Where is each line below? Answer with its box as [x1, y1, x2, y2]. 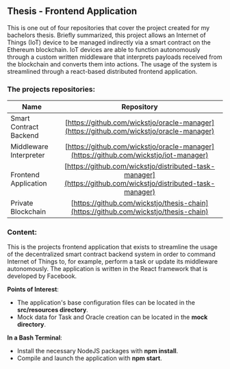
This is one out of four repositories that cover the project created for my [7, 23, 210, 31]
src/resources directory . [16, 306, 89, 314]
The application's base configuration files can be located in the [16, 298, 195, 307]
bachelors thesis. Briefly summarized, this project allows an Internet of [7, 31, 207, 39]
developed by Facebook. [7, 272, 77, 280]
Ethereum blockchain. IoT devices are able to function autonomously [7, 45, 201, 53]
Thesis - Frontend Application [7, 5, 138, 17]
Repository [121, 102, 159, 112]
